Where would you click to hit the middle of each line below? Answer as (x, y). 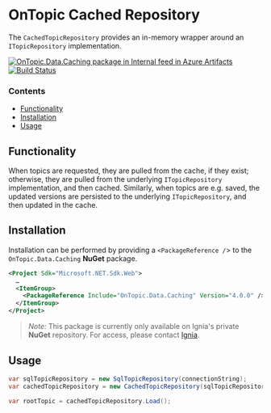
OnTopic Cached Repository (104, 15)
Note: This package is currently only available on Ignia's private (133, 327)
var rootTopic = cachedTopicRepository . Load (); (90, 401)
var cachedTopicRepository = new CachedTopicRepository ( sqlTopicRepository (138, 386)
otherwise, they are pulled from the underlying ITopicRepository (115, 179)
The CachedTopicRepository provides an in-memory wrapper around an (126, 37)
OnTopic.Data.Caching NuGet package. (73, 258)
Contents (27, 91)
